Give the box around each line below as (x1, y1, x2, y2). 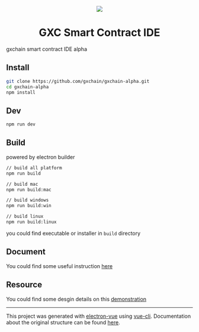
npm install (6, 89, 36, 95)
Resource (6, 280, 43, 290)
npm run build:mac (6, 186, 52, 192)
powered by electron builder (6, 153, 75, 160)
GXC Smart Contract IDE (38, 26, 161, 40)
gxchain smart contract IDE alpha (6, 45, 88, 53)
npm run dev (6, 121, 36, 127)
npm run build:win (6, 203, 52, 209)
